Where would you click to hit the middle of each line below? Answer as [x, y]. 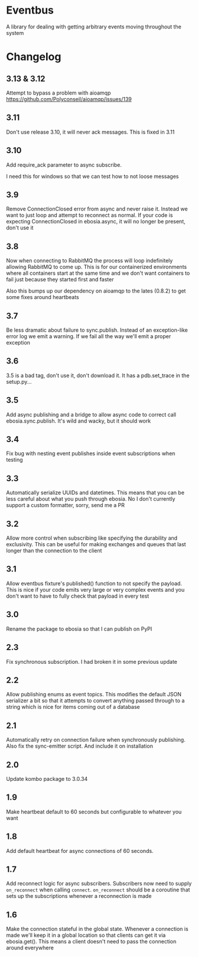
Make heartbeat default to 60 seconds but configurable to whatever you [94, 812]
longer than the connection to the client [54, 551]
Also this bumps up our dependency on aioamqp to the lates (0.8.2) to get [96, 291]
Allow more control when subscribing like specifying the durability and [92, 538]
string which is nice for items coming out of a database [73, 707]
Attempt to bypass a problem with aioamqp [59, 93]
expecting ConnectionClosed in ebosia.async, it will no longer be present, [96, 222]
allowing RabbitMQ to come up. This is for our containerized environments [97, 267]
